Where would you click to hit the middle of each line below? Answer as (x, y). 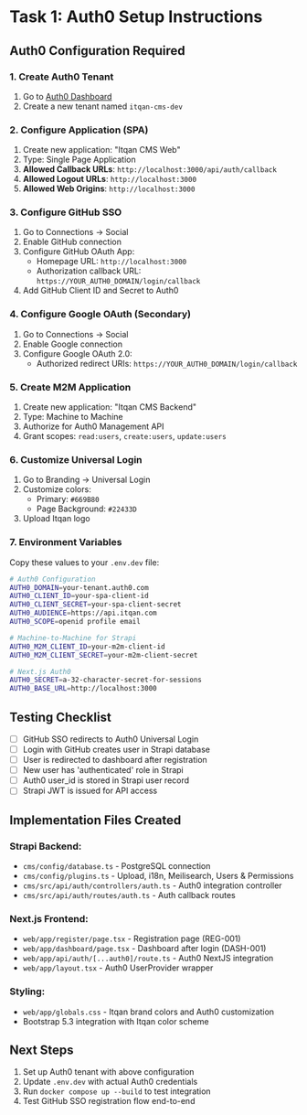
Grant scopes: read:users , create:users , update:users (124, 436)
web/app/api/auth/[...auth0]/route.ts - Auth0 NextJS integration (148, 959)
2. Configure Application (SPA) (79, 130)
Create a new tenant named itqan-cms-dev (102, 106)
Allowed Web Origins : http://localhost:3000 (109, 188)
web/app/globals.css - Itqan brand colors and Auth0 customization (148, 1012)
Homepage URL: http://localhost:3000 (111, 262)
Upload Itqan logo (56, 519)
